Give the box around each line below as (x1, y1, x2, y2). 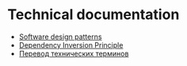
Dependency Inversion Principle (18, 40, 124, 49)
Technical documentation (7, 6, 180, 24)
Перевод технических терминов (18, 49, 129, 58)
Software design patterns (18, 32, 102, 41)
